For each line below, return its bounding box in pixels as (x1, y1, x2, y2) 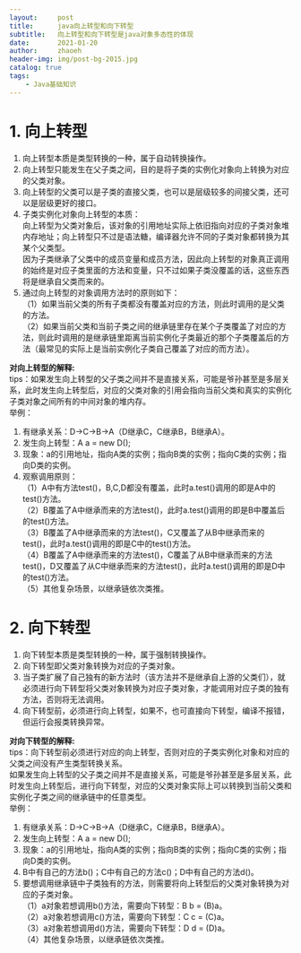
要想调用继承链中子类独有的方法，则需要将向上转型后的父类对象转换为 (21, 878, 282, 888)
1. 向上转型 (9, 121, 88, 142)
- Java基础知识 (25, 80, 77, 89)
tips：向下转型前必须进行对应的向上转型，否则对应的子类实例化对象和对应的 (9, 746, 289, 758)
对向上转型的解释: (9, 362, 75, 373)
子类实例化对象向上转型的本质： (21, 208, 141, 220)
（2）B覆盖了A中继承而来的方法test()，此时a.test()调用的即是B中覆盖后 (21, 504, 285, 515)
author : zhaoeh (9, 47, 82, 56)
